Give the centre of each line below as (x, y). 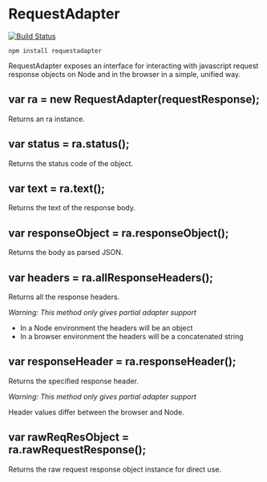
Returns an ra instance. (47, 119)
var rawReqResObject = (69, 437)
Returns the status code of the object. (71, 163)
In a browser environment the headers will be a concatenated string (131, 336)
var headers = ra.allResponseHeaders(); (111, 277)
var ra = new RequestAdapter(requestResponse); (134, 100)
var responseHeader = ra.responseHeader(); (122, 362)
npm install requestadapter (55, 51)
